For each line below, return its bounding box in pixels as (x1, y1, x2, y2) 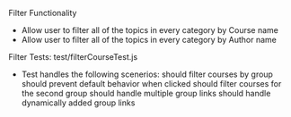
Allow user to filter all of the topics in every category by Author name (21, 35, 278, 45)
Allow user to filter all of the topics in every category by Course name (21, 25, 279, 35)
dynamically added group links (21, 97, 136, 108)
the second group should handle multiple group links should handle (21, 88, 271, 98)
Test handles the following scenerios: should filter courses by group (21, 69, 273, 79)
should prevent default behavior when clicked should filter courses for (21, 79, 282, 88)
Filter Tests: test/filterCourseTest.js (8, 52, 138, 62)
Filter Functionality (8, 8, 77, 18)
